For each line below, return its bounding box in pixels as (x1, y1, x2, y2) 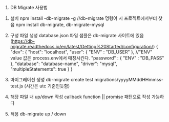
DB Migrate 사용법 (10, 5, 48, 10)
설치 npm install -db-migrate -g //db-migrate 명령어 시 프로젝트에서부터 (10, 15, 157, 21)
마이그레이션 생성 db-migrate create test (10, 77, 94, 82)
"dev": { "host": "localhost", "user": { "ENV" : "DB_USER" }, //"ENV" (10, 49, 153, 55)
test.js (10, 83, 24, 89)
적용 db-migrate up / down (10, 111, 67, 117)
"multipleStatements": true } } (10, 66, 73, 72)
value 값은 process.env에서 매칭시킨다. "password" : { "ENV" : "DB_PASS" (10, 55, 164, 61)
